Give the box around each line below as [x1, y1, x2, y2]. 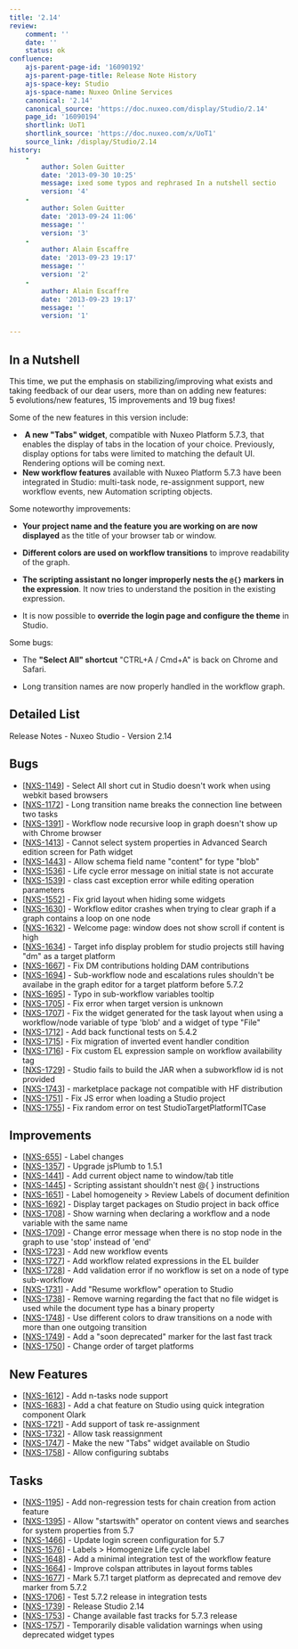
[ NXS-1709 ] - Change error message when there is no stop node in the [21, 1227, 283, 1238]
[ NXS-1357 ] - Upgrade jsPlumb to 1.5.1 [21, 1161, 163, 1172]
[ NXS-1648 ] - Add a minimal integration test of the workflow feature [21, 1554, 271, 1564]
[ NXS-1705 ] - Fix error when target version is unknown [21, 997, 224, 1008]
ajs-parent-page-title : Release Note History [25, 71, 197, 80]
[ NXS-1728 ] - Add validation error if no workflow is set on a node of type [21, 1265, 289, 1276]
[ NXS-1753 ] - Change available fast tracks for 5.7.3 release [21, 1611, 238, 1620]
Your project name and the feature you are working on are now [21, 521, 258, 531]
